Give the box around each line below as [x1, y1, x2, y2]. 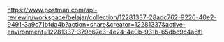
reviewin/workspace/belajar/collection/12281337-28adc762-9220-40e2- [7, 13, 217, 21]
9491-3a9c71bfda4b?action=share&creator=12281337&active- [7, 21, 186, 28]
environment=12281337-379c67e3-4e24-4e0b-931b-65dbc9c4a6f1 [7, 28, 203, 36]
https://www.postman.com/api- [7, 6, 98, 14]
